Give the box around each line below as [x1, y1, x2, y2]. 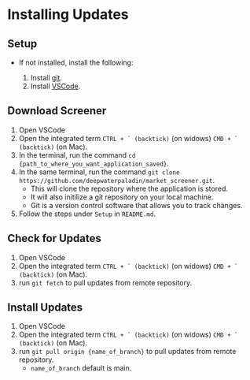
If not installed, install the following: [18, 58, 134, 67]
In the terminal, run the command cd [18, 150, 136, 159]
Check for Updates [7, 232, 101, 245]
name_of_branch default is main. [30, 363, 132, 373]
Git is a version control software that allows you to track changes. [30, 200, 243, 210]
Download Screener [7, 104, 107, 117]
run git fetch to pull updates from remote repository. [18, 278, 193, 287]
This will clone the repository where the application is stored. [30, 184, 229, 193]
